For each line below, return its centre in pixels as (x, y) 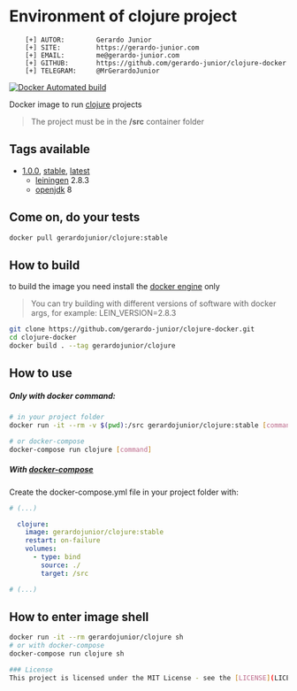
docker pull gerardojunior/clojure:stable (88, 238)
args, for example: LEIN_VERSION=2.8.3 (103, 313)
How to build (45, 265)
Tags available (50, 149)
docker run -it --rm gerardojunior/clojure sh (96, 637)
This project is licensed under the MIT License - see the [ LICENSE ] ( (142, 678)
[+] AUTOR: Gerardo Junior (88, 40)
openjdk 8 (53, 189)
